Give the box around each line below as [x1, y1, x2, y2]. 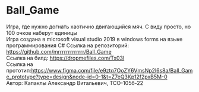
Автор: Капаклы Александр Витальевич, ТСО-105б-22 [6, 79, 144, 86]
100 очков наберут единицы [6, 29, 77, 36]
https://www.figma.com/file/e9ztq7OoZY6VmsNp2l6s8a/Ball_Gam [31, 67, 193, 74]
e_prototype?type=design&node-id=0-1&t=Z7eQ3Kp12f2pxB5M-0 [6, 73, 168, 80]
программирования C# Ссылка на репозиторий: [6, 42, 129, 49]
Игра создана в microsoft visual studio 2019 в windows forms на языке [6, 35, 183, 42]
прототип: [6, 67, 31, 74]
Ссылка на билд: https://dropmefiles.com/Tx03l [6, 54, 125, 61]
